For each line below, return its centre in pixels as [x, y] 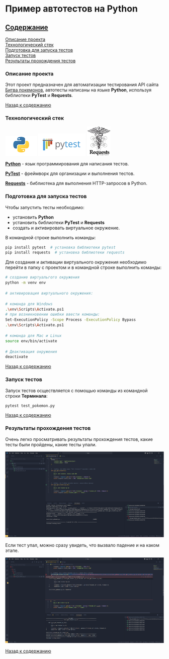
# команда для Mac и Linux [33, 336]
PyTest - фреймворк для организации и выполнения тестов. [70, 173]
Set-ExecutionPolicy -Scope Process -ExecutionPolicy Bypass [71, 320]
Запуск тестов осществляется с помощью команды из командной [76, 391]
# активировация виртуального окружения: [49, 293]
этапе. [12, 550]
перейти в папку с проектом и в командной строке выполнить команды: [83, 267]
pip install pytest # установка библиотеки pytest [60, 247]
